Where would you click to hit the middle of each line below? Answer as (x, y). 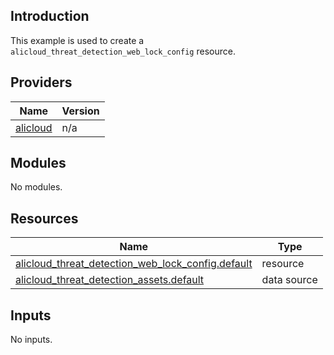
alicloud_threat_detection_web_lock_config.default (134, 264)
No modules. (36, 187)
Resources (44, 218)
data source (289, 280)
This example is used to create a (77, 40)
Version (80, 111)
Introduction (50, 16)
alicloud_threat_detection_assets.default (110, 280)
